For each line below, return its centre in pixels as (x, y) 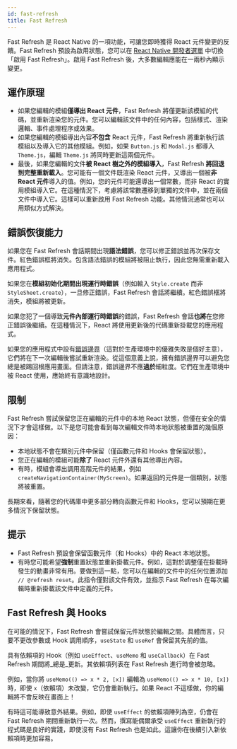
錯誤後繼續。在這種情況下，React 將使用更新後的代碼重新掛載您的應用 (115, 325)
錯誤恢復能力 (35, 232)
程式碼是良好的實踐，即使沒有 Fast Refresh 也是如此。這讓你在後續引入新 (114, 729)
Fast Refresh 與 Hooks (57, 613)
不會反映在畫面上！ (47, 697)
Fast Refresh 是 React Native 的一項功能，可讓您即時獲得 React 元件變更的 (115, 41)
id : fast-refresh (33, 14)
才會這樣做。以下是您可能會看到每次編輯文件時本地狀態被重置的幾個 (118, 427)
